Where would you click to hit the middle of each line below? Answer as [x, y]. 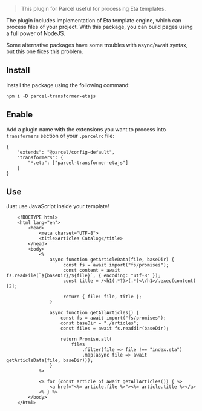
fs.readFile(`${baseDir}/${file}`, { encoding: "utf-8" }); [84, 276]
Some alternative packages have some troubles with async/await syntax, [97, 45]
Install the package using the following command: [68, 85]
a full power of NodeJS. [36, 33]
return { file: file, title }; [103, 297]
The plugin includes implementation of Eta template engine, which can [94, 20]
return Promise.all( [86, 339]
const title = [81, 281]
